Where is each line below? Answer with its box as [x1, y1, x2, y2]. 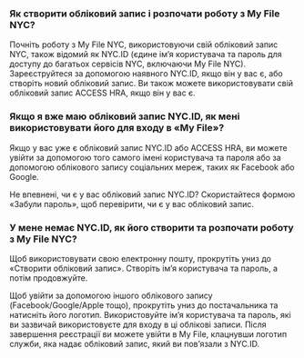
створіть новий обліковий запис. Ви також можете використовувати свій [9, 78, 294, 89]
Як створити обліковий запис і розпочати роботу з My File [9, 7, 280, 20]
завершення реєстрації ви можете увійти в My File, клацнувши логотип [9, 328, 288, 339]
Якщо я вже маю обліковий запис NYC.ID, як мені [9, 110, 240, 123]
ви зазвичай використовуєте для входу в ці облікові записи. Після [9, 319, 267, 330]
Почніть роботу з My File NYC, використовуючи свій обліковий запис [9, 39, 279, 50]
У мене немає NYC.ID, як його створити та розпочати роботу [9, 221, 294, 234]
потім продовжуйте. [9, 272, 88, 283]
